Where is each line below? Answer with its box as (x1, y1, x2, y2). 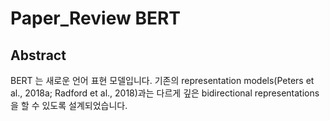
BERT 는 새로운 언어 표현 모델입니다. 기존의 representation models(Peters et (10, 75, 315, 86)
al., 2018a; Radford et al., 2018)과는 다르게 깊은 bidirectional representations (10, 87, 320, 99)
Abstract (10, 47, 67, 64)
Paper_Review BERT (10, 7, 181, 30)
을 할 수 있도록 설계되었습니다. (10, 100, 128, 111)
